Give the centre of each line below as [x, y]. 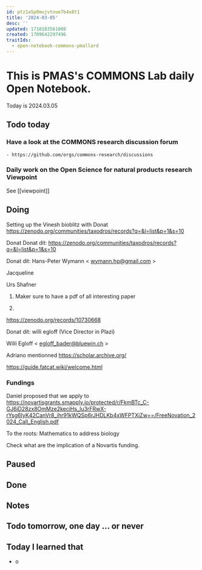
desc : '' [17, 23]
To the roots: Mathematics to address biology [63, 433]
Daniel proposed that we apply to [48, 396]
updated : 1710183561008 [36, 29]
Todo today [28, 125]
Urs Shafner [22, 284]
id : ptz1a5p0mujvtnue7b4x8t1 [43, 12]
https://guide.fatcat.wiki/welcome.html [55, 367]
